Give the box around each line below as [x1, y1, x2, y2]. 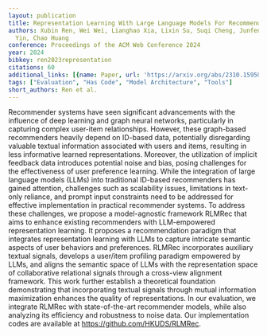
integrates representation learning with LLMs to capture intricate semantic [8, 234, 251, 244]
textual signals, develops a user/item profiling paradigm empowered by [8, 252, 241, 261]
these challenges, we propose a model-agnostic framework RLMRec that [8, 209, 248, 219]
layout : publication [8, 11, 77, 20]
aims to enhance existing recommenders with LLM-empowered [8, 217, 216, 227]
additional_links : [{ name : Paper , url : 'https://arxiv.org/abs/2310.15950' [8, 71, 265, 79]
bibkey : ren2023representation [8, 57, 112, 64]
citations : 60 [8, 64, 56, 72]
